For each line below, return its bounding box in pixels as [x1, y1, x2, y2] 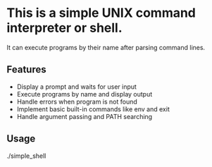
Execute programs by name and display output [16, 89, 153, 98]
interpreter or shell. [6, 20, 123, 36]
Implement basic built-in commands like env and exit [16, 104, 170, 113]
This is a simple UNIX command [6, 5, 197, 21]
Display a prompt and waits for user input [16, 82, 137, 91]
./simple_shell [6, 151, 46, 160]
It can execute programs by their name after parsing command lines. [6, 43, 206, 51]
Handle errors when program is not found [16, 97, 138, 106]
